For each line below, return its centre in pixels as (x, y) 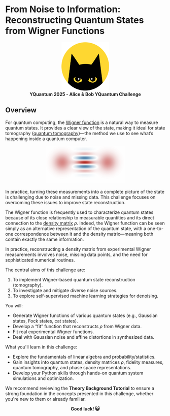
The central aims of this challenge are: (45, 270)
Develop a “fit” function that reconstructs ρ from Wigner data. (77, 326)
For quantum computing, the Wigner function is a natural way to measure (82, 122)
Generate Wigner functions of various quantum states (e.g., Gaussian (85, 315)
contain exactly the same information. (45, 239)
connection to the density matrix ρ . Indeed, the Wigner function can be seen (85, 223)
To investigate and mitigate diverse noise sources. (65, 290)
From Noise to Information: (63, 9)
